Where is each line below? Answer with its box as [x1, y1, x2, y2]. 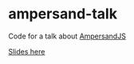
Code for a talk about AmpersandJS [8, 31, 126, 41]
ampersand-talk [8, 5, 118, 23]
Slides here [8, 46, 45, 56]
